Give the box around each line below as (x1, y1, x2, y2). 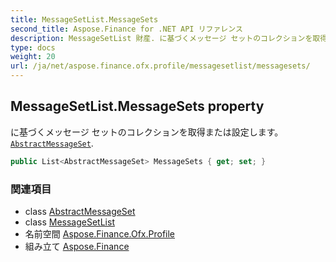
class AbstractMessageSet (24, 205, 136, 217)
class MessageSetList (24, 216, 115, 228)
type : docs (10, 42, 56, 53)
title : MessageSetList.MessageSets (10, 14, 159, 25)
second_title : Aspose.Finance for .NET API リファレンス (10, 24, 243, 34)
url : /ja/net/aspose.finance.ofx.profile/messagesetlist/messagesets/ (10, 61, 311, 71)
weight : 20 (10, 52, 56, 62)
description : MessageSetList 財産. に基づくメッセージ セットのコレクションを (10, 33, 313, 43)
